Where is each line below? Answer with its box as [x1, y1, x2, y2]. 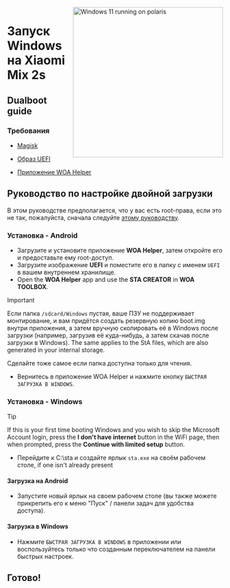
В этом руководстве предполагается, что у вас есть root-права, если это [7, 206, 222, 214]
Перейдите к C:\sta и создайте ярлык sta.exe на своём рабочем [16, 453, 206, 462]
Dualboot [7, 94, 47, 106]
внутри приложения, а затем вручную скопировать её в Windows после [7, 324, 219, 332]
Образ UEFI [16, 155, 51, 163]
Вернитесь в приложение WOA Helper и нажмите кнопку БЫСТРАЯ [16, 372, 207, 381]
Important [7, 295, 35, 304]
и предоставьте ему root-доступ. [16, 253, 114, 262]
